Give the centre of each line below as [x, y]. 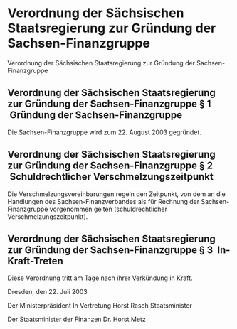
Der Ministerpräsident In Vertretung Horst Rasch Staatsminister [100, 306]
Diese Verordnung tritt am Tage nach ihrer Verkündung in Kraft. [100, 278]
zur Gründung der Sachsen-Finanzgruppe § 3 [110, 250]
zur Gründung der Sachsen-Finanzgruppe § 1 [109, 104]
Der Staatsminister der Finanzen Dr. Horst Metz [77, 319]
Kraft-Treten [36, 261]
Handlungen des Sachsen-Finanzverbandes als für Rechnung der [104, 201]
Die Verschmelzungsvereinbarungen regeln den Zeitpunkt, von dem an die [116, 194]
